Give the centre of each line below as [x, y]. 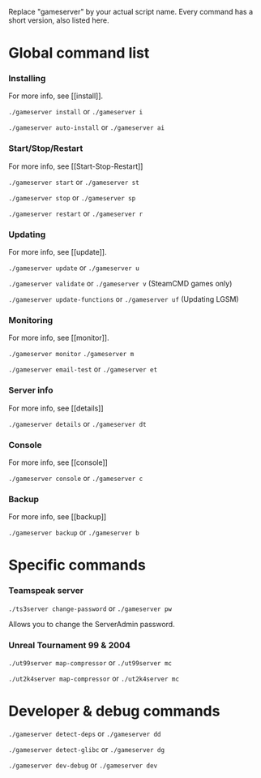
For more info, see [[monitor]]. [59, 338]
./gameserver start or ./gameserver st [74, 182]
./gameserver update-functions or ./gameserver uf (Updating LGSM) [124, 299]
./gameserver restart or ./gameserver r [76, 213]
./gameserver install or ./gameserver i [76, 112]
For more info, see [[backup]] [58, 517]
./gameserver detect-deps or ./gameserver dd [85, 733]
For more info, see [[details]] [56, 408]
